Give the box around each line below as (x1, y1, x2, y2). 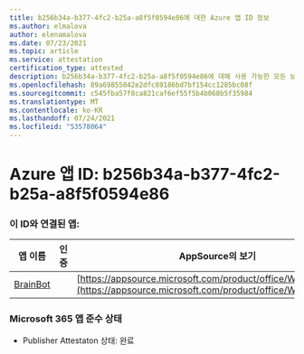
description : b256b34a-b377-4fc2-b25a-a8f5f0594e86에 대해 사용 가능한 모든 (9, 72, 287, 81)
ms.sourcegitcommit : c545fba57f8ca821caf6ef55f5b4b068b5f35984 (9, 88, 253, 98)
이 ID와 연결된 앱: (9, 218, 80, 230)
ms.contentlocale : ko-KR (9, 106, 103, 115)
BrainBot (14, 278, 52, 291)
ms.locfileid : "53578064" (9, 123, 107, 132)
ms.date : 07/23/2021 (9, 38, 88, 48)
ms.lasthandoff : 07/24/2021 (9, 114, 116, 123)
